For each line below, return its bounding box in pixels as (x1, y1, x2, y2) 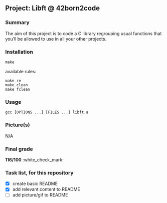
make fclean (5, 87, 30, 92)
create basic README (12, 180, 58, 187)
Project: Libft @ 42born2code (5, 4, 100, 13)
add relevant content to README (12, 186, 80, 192)
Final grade (5, 145, 34, 152)
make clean (5, 82, 28, 87)
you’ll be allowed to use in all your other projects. (5, 36, 107, 42)
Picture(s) (5, 121, 30, 128)
